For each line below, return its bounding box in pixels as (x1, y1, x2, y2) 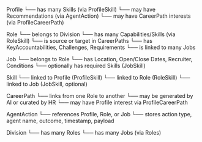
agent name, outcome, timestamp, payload (6, 117, 114, 124)
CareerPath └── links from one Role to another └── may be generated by (6, 92, 193, 99)
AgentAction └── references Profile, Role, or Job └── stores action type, (6, 111, 192, 118)
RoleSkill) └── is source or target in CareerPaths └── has (6, 37, 153, 44)
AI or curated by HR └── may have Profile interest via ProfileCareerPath (6, 99, 188, 106)
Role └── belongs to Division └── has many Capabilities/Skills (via (6, 31, 176, 38)
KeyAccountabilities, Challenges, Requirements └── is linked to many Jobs (6, 43, 196, 51)
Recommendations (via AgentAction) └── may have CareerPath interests (6, 12, 191, 20)
